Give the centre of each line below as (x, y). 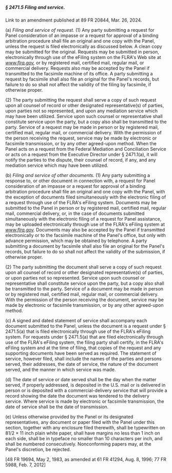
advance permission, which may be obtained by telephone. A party (76, 241)
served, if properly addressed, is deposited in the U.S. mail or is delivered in (85, 385)
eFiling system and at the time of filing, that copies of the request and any (83, 348)
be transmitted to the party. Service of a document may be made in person (84, 289)
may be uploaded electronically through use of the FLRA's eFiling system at (85, 224)
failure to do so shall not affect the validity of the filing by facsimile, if (78, 84)
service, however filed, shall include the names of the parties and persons (83, 359)
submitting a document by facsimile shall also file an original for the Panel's (85, 246)
